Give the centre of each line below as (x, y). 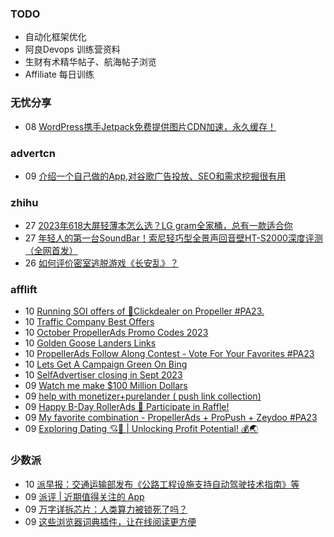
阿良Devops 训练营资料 (72, 49)
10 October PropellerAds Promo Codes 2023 (116, 333)
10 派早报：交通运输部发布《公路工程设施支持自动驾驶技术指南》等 (162, 484)
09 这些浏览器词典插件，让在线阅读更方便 (110, 521)
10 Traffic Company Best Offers (89, 322)
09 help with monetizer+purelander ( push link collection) (143, 396)
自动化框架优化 (55, 37)
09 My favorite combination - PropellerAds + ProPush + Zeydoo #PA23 (171, 418)
